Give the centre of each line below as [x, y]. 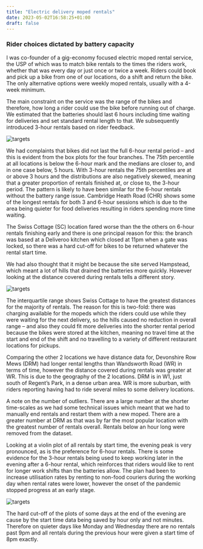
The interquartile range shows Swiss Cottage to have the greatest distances [101, 300]
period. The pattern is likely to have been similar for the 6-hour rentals [94, 189]
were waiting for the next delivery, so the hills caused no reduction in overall [101, 320]
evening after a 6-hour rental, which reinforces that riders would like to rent [100, 464]
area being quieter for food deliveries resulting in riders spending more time [101, 208]
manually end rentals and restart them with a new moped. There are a [93, 414]
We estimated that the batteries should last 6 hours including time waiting [98, 114]
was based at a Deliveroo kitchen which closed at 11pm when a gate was [97, 239]
